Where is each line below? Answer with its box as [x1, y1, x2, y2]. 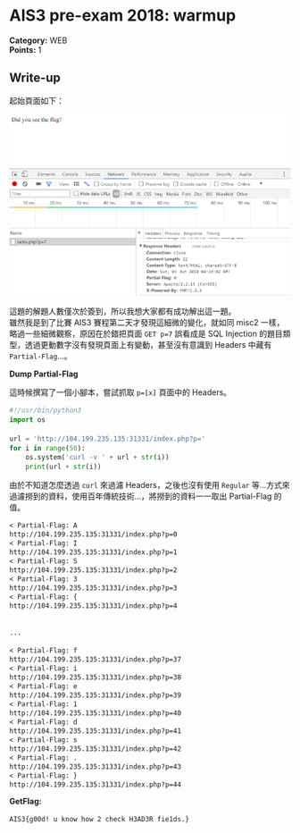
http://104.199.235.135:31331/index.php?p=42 [9, 745, 181, 753]
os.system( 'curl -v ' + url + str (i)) [25, 453, 170, 462]
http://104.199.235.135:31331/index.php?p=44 [9, 780, 181, 789]
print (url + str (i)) [25, 462, 102, 472]
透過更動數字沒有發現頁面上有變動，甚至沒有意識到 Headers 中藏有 [24, 340, 272, 350]
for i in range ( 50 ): [9, 443, 87, 452]
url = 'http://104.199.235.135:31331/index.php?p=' [9, 434, 205, 443]
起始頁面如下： [9, 95, 64, 105]
